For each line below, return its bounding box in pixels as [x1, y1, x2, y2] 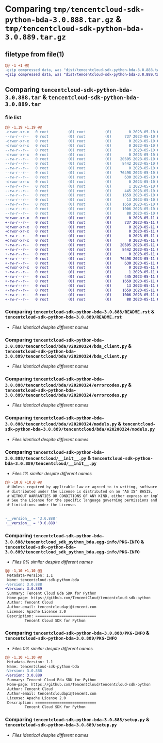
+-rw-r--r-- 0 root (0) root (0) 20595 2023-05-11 [5, 243, 155, 248]
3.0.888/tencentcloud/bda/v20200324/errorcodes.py [5, 382, 127, 388]
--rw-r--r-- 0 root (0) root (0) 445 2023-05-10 [5, 188, 155, 193]
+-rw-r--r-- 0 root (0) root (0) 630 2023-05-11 [5, 261, 155, 265]
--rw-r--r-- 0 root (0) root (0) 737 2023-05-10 [5, 134, 155, 139]
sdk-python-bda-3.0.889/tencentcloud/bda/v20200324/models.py [5, 426, 155, 432]
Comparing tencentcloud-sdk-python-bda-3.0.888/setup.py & [5, 716, 149, 723]
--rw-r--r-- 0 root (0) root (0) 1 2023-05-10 [5, 184, 155, 189]
